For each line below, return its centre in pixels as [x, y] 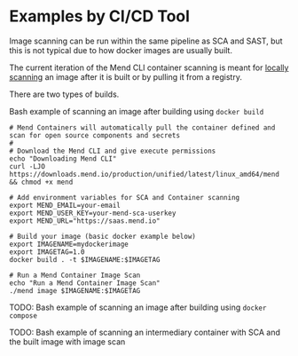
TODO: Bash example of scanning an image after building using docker [138, 307]
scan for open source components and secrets [94, 135]
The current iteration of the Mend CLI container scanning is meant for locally [149, 67]
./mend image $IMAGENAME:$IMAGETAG [75, 290]
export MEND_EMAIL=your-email [65, 205]
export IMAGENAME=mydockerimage [69, 244]
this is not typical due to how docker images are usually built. [121, 50]
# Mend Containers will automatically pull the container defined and [142, 127]
